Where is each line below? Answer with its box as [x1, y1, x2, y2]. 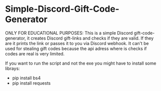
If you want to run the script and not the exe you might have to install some [5, 60, 157, 66]
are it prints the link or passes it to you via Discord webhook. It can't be [5, 40, 149, 46]
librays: [5, 65, 20, 71]
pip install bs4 [12, 75, 41, 81]
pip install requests [12, 80, 51, 86]
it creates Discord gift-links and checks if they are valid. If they [27, 35, 154, 41]
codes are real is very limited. [5, 50, 65, 57]
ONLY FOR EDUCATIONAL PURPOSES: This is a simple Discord [5, 30, 133, 36]
